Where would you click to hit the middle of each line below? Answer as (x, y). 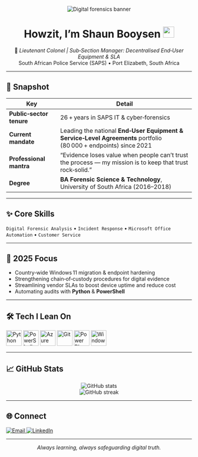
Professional (27, 158)
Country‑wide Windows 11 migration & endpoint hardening (85, 273)
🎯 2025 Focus (32, 258)
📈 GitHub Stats (35, 369)
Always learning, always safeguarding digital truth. (99, 447)
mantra (19, 166)
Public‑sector (29, 113)
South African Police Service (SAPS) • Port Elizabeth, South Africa (99, 63)
